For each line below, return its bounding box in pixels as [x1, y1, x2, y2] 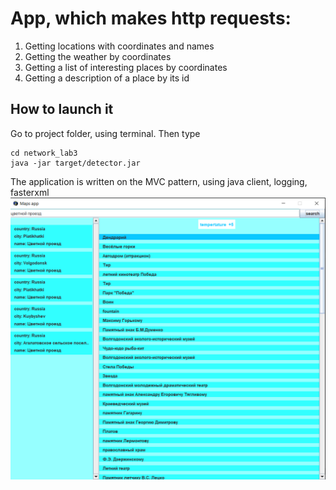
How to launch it [10, 101, 114, 118]
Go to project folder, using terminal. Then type [10, 127, 201, 139]
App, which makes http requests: [10, 7, 292, 30]
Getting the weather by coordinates [24, 50, 172, 62]
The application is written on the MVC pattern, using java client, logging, [10, 175, 308, 187]
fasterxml [10, 186, 50, 198]
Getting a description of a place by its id [24, 72, 190, 84]
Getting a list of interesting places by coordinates [24, 61, 228, 73]
